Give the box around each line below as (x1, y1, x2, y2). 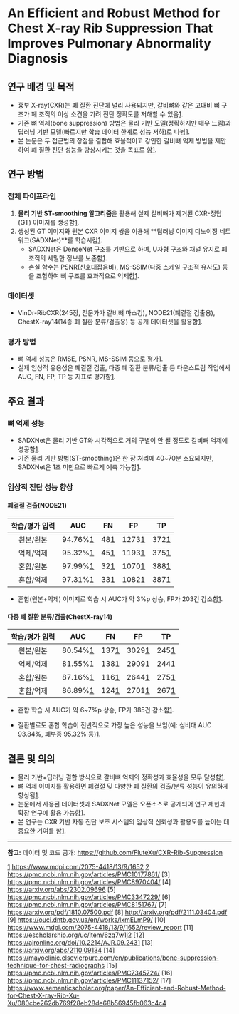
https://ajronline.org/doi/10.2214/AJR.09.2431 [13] (7, 938, 153, 947)
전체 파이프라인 (7, 191, 57, 201)
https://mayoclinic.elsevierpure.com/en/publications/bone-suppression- (7, 953, 219, 962)
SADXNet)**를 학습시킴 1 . (31, 235, 102, 244)
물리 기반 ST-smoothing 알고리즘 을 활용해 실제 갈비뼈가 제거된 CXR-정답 (17, 209, 223, 217)
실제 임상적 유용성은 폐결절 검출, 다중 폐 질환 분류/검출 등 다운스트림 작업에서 (17, 364, 231, 372)
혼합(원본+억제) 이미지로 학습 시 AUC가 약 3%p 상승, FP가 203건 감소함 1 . (17, 595, 223, 603)
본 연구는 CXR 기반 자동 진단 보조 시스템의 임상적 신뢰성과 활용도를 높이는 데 (17, 818, 230, 826)
